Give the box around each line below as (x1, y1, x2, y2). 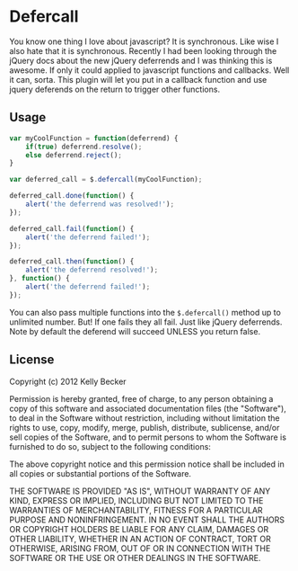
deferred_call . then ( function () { (9, 257, 135, 266)
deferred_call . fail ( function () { (9, 224, 135, 233)
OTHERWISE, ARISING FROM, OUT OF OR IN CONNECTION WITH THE (9, 542, 271, 554)
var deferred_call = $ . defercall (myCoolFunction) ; (9, 175, 203, 184)
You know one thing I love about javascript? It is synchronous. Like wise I (9, 36, 279, 47)
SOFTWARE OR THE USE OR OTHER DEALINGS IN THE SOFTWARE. (9, 552, 261, 563)
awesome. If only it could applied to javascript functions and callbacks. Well (9, 65, 290, 76)
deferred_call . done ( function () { (9, 192, 135, 201)
